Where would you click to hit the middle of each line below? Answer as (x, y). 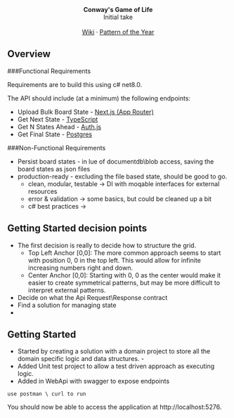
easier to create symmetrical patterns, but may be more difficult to (124, 282)
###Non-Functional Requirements (57, 148)
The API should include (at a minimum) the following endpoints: (99, 98)
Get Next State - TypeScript (58, 119)
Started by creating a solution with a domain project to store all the (114, 351)
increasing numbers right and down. (80, 268)
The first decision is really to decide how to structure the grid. (107, 245)
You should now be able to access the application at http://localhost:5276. (115, 407)
